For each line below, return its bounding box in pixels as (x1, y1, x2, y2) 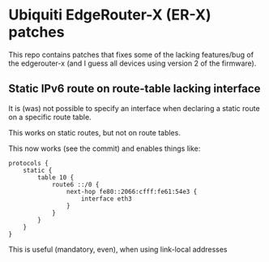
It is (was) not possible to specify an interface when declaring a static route (8, 103, 261, 113)
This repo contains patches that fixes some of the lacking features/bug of (8, 49, 254, 59)
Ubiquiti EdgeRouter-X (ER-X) (8, 6, 212, 24)
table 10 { (37, 173, 75, 182)
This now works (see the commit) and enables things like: (8, 144, 201, 153)
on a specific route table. (8, 112, 92, 122)
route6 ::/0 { (51, 180, 100, 188)
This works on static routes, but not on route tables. (8, 127, 181, 137)
